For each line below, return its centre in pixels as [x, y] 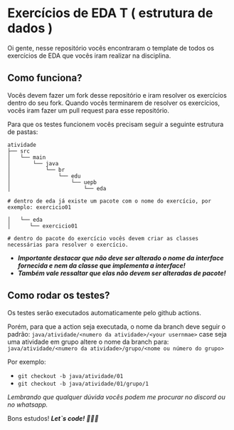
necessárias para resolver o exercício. [68, 245]
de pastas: [23, 132]
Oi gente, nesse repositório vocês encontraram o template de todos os [111, 48]
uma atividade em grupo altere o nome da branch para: [88, 342]
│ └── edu [44, 176]
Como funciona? [45, 78]
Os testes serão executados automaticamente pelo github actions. [104, 312]
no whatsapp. [28, 404]
